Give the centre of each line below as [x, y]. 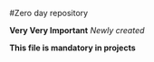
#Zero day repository [49, 13]
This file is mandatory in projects [72, 48]
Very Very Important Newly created [77, 30]
